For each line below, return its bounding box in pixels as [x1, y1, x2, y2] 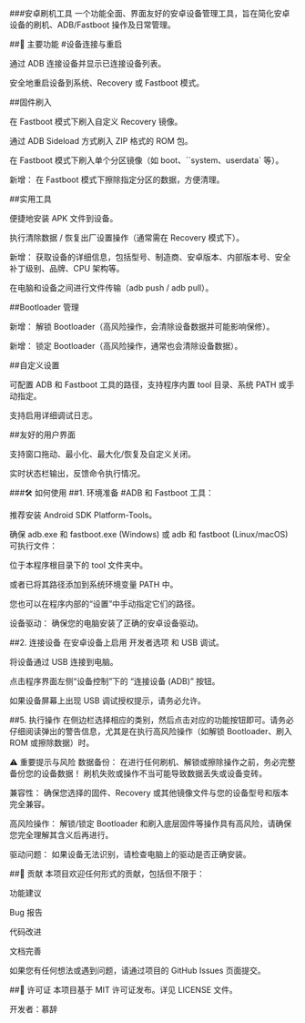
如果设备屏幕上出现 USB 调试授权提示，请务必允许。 [9, 695, 207, 706]
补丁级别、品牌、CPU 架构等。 [9, 263, 125, 273]
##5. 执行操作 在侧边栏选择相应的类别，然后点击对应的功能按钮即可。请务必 [9, 714, 294, 725]
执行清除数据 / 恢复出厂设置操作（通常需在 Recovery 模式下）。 [9, 232, 244, 243]
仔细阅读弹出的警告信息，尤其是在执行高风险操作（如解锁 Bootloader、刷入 [9, 726, 293, 736]
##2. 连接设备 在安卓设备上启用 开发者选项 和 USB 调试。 [9, 637, 225, 648]
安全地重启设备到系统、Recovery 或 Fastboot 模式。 [9, 77, 205, 88]
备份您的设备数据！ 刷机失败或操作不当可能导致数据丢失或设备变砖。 [9, 768, 267, 779]
